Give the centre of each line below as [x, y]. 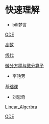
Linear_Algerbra [21, 107]
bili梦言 [19, 25]
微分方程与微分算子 [24, 65]
